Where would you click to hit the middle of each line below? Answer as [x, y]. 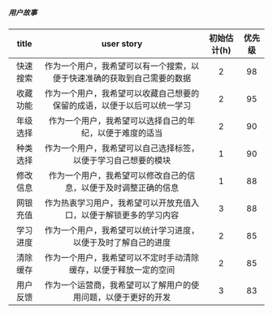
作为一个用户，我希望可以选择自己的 [118, 120]
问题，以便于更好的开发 [126, 297]
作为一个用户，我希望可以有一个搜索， [118, 66]
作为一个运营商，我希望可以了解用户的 [118, 285]
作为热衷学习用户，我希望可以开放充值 [118, 203]
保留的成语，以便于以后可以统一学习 [122, 105]
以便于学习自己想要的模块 [122, 160]
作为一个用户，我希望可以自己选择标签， [122, 148]
